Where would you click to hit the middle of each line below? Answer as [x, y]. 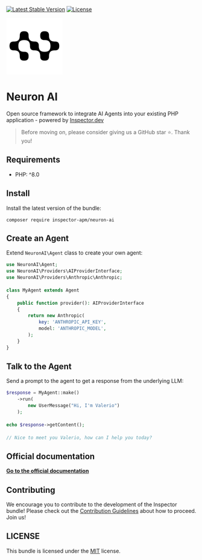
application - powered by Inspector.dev [55, 120]
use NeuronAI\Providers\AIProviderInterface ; [64, 271]
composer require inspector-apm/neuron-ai [60, 220]
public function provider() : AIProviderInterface [81, 303]
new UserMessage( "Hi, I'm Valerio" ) [74, 406]
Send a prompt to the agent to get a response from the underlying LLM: [95, 381]
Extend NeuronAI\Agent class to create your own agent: [74, 253]
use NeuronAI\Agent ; [32, 265]
